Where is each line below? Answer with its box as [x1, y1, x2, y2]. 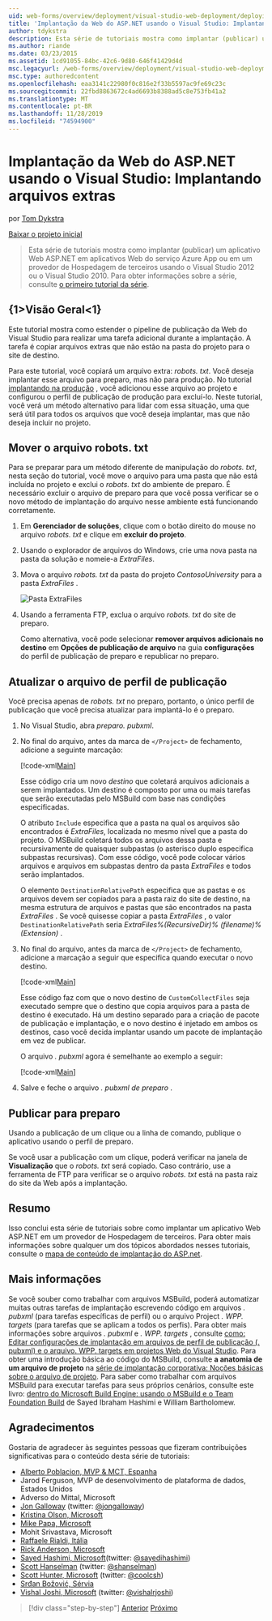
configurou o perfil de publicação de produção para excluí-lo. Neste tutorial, [8, 391, 263, 401]
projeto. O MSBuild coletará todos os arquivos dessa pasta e [19, 836, 223, 845]
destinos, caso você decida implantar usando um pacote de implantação [19, 1027, 263, 1037]
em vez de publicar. [19, 1036, 87, 1046]
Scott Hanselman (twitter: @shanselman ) [19, 1561, 158, 1571]
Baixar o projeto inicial [8, 229, 83, 239]
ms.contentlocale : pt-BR [8, 102, 92, 110]
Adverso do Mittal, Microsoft [19, 1492, 116, 1502]
